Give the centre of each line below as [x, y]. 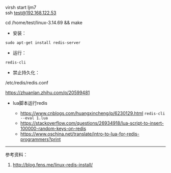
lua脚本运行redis [30, 103]
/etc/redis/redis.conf [27, 83]
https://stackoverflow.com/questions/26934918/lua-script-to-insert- [92, 123]
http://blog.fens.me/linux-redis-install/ [53, 165]
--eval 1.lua [34, 118]
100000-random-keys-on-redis [53, 128]
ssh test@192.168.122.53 [31, 13]
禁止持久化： [26, 73]
